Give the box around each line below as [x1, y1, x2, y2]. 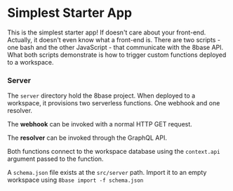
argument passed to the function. [7, 154, 104, 163]
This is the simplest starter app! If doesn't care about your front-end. [7, 28, 206, 37]
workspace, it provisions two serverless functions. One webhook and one [7, 99, 220, 107]
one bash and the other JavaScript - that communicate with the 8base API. [7, 43, 224, 51]
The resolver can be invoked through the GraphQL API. [7, 133, 167, 142]
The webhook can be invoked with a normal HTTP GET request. [7, 120, 193, 129]
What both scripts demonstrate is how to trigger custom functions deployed [7, 51, 227, 59]
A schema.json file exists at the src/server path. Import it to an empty [7, 169, 207, 177]
